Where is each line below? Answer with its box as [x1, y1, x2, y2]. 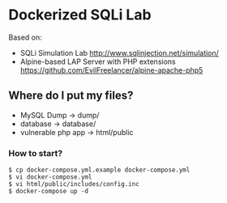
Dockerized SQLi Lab [8, 6, 152, 24]
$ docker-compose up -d [8, 188, 89, 196]
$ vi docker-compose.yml [8, 173, 92, 181]
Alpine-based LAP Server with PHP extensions [19, 57, 176, 66]
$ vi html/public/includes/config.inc [8, 180, 139, 188]
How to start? [8, 147, 63, 159]
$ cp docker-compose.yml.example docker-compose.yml [8, 166, 191, 175]
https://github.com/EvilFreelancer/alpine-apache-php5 [19, 65, 203, 74]
